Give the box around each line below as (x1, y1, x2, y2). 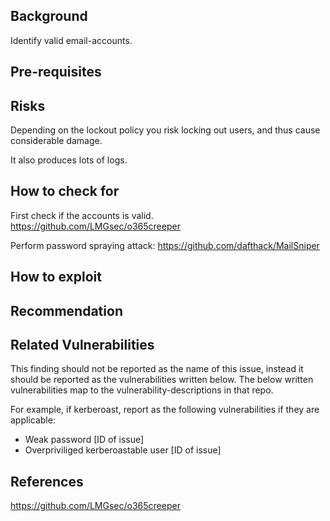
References (10, 473, 84, 490)
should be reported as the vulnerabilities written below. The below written (10, 374, 314, 386)
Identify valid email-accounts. (10, 34, 133, 46)
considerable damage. (10, 135, 103, 147)
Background (10, 8, 88, 25)
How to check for (10, 183, 120, 200)
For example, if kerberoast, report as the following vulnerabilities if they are (10, 404, 320, 416)
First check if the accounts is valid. (10, 209, 154, 221)
